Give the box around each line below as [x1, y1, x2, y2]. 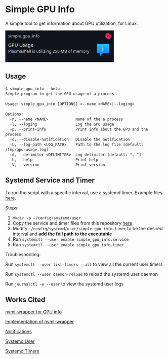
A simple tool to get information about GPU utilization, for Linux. [5, 20, 138, 26]
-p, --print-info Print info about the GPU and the [10, 127, 148, 132]
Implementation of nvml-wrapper [5, 318, 74, 325]
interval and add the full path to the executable [12, 231, 112, 237]
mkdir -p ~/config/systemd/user [12, 216, 81, 221]
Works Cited [5, 295, 46, 304]
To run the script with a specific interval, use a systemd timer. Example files [5, 189, 163, 196]
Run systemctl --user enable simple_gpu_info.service [12, 236, 129, 242]
